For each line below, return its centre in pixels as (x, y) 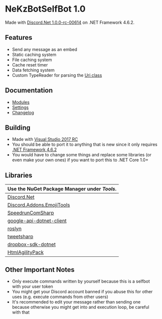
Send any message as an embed (44, 49)
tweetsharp (20, 236)
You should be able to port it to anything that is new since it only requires (85, 145)
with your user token (32, 286)
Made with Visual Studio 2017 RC (45, 139)
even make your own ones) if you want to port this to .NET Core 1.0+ (80, 160)
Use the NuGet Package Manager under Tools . (62, 189)
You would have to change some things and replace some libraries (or (81, 155)
